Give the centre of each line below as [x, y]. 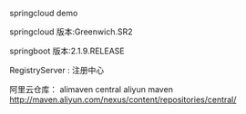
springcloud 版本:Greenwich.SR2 [71, 32]
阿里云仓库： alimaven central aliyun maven [91, 89]
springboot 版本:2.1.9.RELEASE [67, 51]
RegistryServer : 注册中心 [57, 70]
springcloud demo [44, 13]
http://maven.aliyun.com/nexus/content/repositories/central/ [123, 100]
